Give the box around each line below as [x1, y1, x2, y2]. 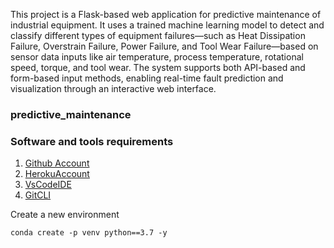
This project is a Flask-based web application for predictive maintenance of [10, 9, 322, 20]
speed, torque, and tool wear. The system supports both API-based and [10, 62, 306, 73]
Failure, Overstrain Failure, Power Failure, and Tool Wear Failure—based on [10, 40, 319, 52]
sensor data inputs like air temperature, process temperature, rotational [10, 51, 304, 63]
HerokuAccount [24, 168, 90, 180]
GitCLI [24, 189, 52, 201]
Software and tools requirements [10, 134, 174, 148]
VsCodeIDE [24, 179, 72, 191]
